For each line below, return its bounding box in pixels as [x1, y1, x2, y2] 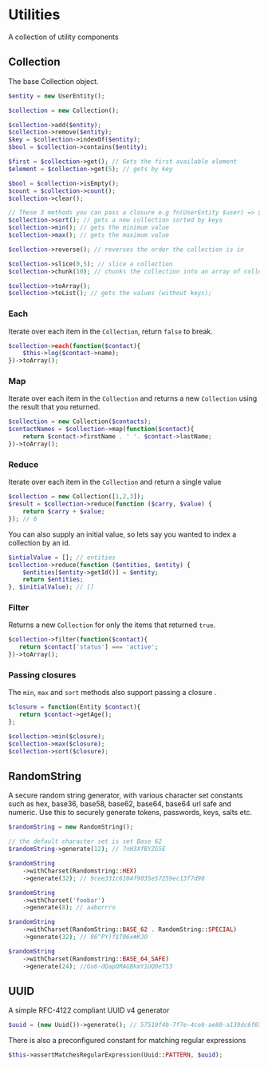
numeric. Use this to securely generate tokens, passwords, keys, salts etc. [8, 808, 253, 817]
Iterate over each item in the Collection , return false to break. [8, 326, 213, 336]
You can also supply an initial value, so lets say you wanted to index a [8, 530, 237, 539]
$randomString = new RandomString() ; [8, 823, 134, 831]
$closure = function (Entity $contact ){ [8, 703, 141, 711]
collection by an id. [8, 537, 71, 547]
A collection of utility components [8, 32, 119, 42]
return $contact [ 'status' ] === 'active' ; [18, 643, 159, 651]
